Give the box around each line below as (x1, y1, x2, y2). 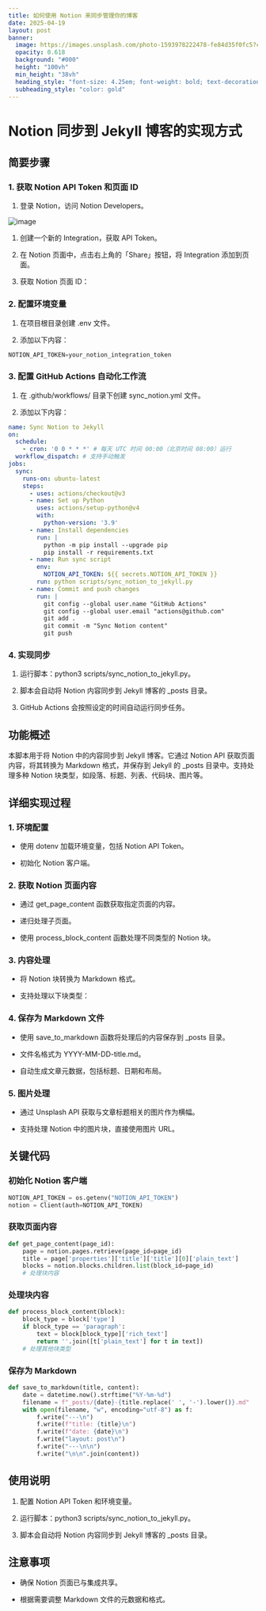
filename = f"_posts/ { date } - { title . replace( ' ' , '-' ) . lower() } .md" (22, 1398, 250, 1407)
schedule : (15, 437, 47, 446)
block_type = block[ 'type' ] (22, 1315, 115, 1323)
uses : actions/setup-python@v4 (36, 504, 140, 512)
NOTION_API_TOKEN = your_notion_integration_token (8, 350, 172, 359)
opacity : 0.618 (15, 48, 66, 56)
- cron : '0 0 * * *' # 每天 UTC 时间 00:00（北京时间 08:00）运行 (22, 445, 232, 453)
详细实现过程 (8, 796, 71, 809)
